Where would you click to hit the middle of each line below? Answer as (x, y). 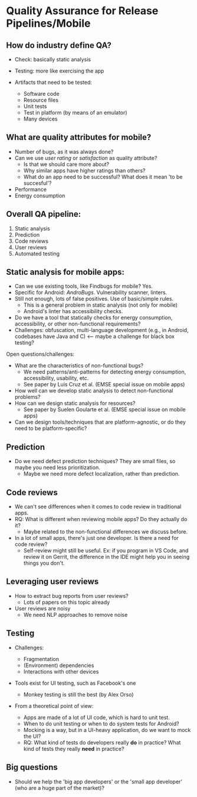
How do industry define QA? (59, 45)
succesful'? (37, 183)
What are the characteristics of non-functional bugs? (79, 366)
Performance (31, 189)
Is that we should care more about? (66, 164)
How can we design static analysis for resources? (75, 404)
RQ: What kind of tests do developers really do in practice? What (102, 742)
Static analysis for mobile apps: (65, 272)
